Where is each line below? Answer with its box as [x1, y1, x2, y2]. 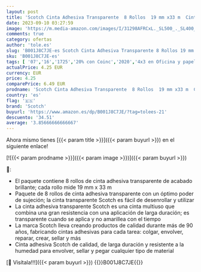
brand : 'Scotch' [6, 103, 47, 109]
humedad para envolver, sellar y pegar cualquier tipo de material [14, 247, 175, 255]
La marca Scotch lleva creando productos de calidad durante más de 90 [14, 222, 193, 229]
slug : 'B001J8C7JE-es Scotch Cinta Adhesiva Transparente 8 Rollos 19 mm [6, 48, 194, 54]
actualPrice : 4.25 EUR [6, 64, 63, 71]
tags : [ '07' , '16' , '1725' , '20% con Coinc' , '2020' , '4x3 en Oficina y [6, 59, 181, 65]
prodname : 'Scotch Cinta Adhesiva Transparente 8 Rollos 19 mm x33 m [6, 87, 188, 93]
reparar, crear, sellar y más [14, 234, 81, 242]
